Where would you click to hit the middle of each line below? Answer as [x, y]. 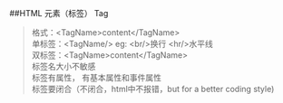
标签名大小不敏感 [63, 66]
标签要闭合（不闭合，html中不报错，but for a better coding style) [153, 89]
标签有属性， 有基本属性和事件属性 [96, 78]
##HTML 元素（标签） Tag [59, 13]
